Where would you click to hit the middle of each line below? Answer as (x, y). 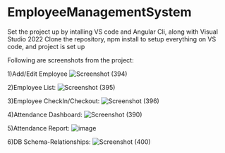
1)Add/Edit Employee (38, 74)
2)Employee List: (32, 87)
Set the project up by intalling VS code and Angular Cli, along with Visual (113, 32)
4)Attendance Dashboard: (45, 114)
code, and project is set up (46, 46)
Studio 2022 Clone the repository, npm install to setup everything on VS (112, 39)
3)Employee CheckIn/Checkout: (54, 101)
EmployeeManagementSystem (99, 12)
